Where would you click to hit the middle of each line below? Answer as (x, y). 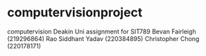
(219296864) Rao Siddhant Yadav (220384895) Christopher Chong (103, 38)
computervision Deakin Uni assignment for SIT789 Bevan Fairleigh (102, 31)
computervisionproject (75, 13)
